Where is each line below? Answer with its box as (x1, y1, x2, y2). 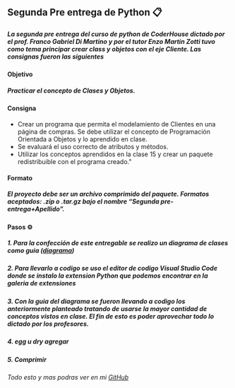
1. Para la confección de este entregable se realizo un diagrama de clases (7, 239, 229, 247)
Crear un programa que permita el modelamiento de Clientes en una (17, 119, 216, 128)
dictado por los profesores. (7, 319, 90, 328)
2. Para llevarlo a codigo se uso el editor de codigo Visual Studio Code (7, 264, 217, 273)
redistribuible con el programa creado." (17, 157, 132, 165)
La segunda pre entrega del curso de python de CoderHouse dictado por (7, 30, 225, 38)
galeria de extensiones (7, 279, 76, 288)
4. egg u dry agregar (7, 337, 69, 346)
